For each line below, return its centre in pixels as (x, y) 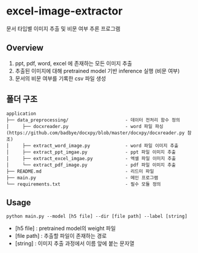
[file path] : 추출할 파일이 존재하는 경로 (61, 236)
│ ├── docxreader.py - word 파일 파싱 (85, 126)
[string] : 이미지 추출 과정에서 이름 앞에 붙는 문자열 (75, 243)
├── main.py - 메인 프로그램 (82, 178)
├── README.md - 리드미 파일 (80, 171)
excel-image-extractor (64, 11)
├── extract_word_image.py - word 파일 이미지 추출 (100, 146)
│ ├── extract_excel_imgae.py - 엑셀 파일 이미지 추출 (91, 158)
